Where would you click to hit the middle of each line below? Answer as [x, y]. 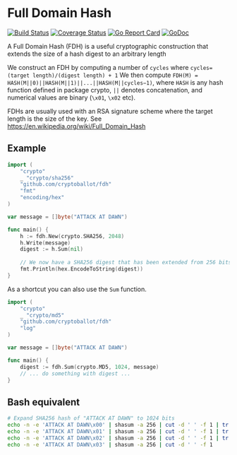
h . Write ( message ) [45, 243]
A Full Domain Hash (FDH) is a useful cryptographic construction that [108, 46]
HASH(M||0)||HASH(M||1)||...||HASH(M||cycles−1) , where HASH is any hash [115, 82]
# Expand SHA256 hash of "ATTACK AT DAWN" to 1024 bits [91, 418]
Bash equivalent [43, 402]
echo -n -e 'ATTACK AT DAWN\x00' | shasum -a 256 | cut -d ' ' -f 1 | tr [118, 425]
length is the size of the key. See [55, 119]
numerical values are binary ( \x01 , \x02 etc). [72, 97]
